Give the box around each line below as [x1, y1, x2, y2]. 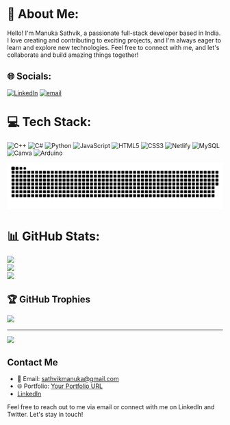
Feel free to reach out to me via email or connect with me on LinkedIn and [7, 403, 215, 411]
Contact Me [7, 356, 58, 368]
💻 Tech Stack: [7, 114, 92, 130]
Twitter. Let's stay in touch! [7, 411, 84, 418]
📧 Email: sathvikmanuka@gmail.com [16, 375, 119, 382]
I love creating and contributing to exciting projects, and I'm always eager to [7, 36, 221, 44]
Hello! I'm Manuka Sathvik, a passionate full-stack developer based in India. [7, 29, 221, 37]
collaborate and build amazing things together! [7, 51, 139, 59]
